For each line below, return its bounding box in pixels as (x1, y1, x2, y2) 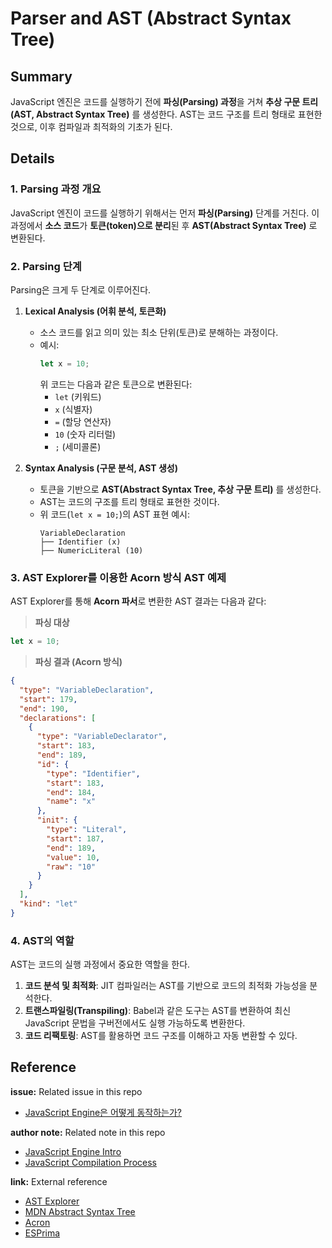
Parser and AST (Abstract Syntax (10, 7, 292, 30)
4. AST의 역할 (10, 933, 75, 947)
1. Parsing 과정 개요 (10, 182, 102, 196)
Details (10, 150, 55, 167)
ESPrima (24, 1227, 61, 1239)
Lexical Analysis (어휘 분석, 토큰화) (24, 305, 167, 317)
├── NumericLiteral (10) (39, 545, 144, 556)
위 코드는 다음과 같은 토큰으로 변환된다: (39, 378, 193, 390)
